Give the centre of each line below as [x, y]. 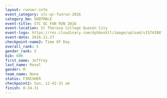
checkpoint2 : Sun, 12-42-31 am [38, 83]
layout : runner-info [27, 10]
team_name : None [22, 74]
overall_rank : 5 [22, 47]
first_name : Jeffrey [27, 60]
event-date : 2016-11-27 [30, 38]
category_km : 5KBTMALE [29, 19]
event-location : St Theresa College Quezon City [56, 28]
